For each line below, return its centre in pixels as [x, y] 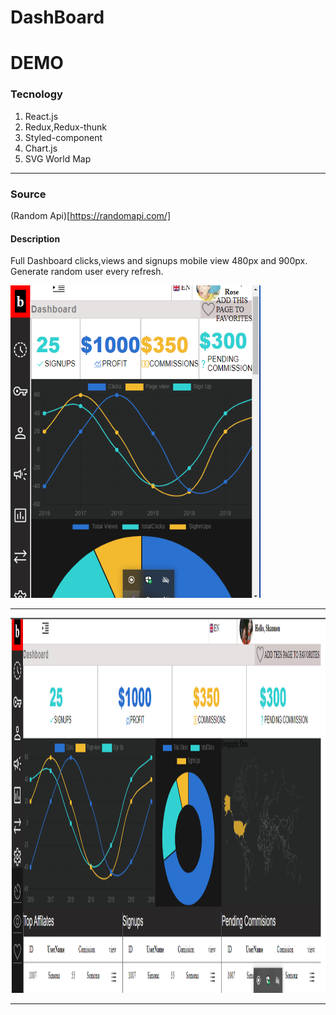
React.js [41, 116]
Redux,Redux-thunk [65, 127]
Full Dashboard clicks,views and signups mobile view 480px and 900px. [159, 261]
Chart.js [41, 148]
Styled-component [63, 137]
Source [28, 194]
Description [35, 238]
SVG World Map [58, 158]
